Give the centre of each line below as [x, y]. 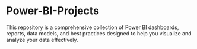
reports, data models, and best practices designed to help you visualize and [99, 33]
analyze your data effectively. [42, 40]
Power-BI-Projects [53, 11]
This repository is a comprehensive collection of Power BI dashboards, [93, 27]
